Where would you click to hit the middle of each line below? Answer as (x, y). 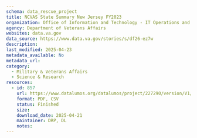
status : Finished (38, 104)
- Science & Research (38, 77)
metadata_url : (23, 60)
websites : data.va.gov (34, 33)
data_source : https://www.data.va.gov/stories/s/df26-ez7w (80, 39)
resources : (19, 83)
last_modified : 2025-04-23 (39, 50)
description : (22, 45)
